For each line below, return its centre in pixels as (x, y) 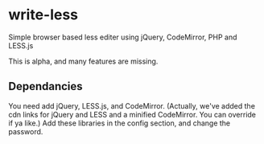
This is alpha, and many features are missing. (83, 61)
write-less (43, 15)
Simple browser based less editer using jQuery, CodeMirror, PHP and (123, 37)
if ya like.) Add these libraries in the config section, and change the (120, 123)
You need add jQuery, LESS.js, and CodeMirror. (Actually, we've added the (132, 105)
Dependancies (45, 86)
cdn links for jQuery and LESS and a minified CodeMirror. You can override (132, 114)
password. (26, 131)
